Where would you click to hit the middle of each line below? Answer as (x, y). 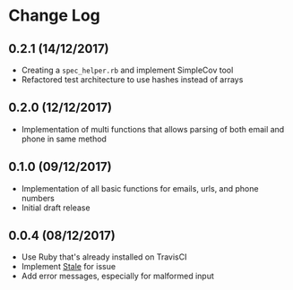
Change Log (54, 16)
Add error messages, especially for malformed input (117, 276)
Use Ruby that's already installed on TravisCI (104, 257)
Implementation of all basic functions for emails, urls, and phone (140, 188)
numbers (38, 198)
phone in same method (64, 139)
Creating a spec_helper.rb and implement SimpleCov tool (127, 70)
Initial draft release (56, 208)
